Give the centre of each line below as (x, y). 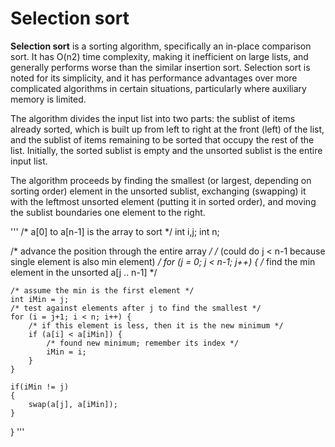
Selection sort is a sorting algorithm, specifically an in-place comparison (161, 46)
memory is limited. (48, 99)
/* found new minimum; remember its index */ (143, 343)
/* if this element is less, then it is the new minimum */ (156, 325)
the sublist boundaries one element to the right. (108, 212)
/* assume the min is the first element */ (102, 290)
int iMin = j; (40, 299)
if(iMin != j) (40, 387)
